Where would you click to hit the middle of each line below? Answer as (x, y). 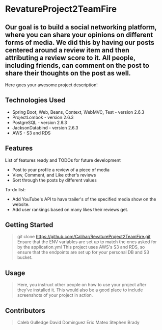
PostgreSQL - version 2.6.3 (40, 122)
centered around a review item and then (67, 50)
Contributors (25, 311)
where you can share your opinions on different (79, 35)
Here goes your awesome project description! (52, 85)
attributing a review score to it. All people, (70, 58)
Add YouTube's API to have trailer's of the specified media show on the (84, 199)
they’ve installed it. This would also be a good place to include (80, 290)
